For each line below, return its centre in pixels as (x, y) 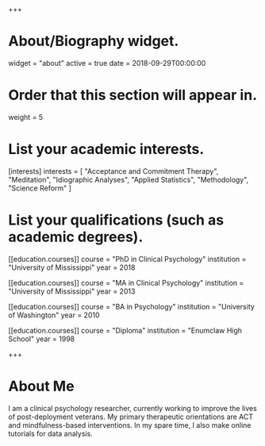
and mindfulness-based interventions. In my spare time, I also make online (130, 425)
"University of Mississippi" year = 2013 (72, 291)
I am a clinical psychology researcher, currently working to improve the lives (133, 408)
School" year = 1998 (42, 339)
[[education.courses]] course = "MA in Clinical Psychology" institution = (126, 283)
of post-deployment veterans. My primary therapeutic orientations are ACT (131, 417)
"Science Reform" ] (40, 188)
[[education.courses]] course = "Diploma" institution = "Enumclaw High (125, 330)
